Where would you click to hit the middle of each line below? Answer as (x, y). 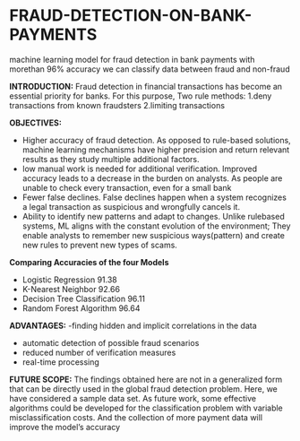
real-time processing (61, 362)
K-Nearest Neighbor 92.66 (71, 289)
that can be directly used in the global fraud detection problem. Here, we (143, 389)
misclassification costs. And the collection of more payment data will (136, 417)
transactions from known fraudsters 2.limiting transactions (117, 105)
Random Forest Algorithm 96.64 (81, 308)
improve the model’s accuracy (65, 427)
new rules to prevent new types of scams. (99, 245)
